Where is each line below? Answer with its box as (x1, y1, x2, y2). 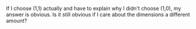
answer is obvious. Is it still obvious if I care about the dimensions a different (6, 11, 190, 18)
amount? (6, 17, 27, 24)
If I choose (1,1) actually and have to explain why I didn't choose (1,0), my (6, 5, 181, 12)
